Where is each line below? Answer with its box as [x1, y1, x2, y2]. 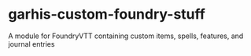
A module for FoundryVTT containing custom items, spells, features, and [8, 31, 244, 40]
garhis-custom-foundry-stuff [8, 5, 206, 23]
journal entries [8, 39, 55, 48]
